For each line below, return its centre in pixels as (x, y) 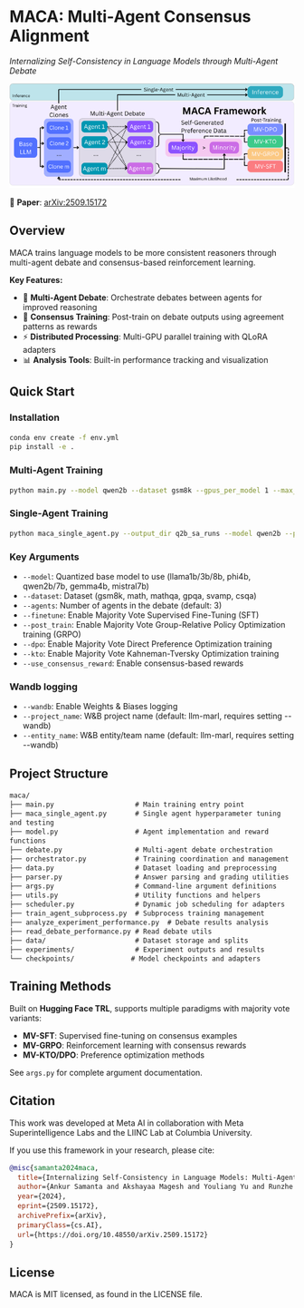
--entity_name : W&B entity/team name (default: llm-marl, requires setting (158, 736)
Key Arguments (44, 557)
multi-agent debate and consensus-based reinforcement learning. (133, 262)
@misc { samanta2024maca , (54, 1167)
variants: (26, 1018)
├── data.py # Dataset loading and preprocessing (143, 868)
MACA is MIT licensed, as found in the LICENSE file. (106, 1294)
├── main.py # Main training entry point (127, 805)
